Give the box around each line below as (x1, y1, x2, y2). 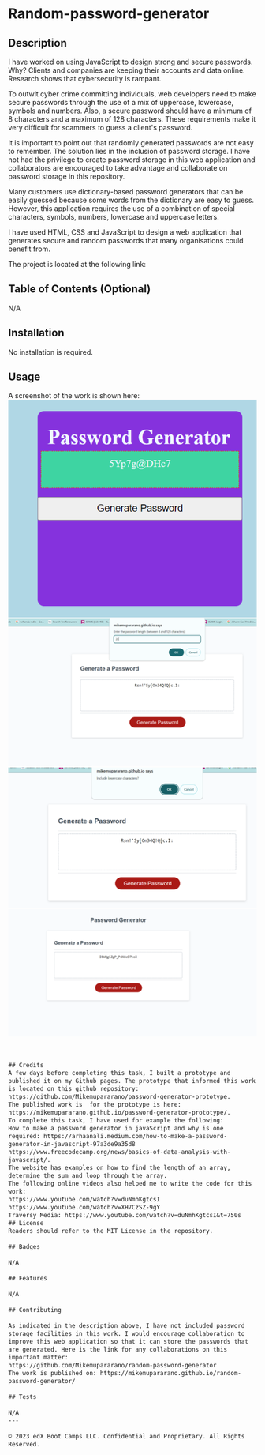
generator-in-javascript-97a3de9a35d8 (8, 1141, 136, 1149)
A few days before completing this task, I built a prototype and (8, 1070, 231, 1077)
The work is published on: (8, 1370, 97, 1378)
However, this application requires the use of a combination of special (8, 204, 235, 213)
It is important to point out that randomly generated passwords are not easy (8, 138, 254, 147)
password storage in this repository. (8, 171, 125, 181)
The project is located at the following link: (8, 260, 146, 269)
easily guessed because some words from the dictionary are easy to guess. (8, 195, 255, 205)
